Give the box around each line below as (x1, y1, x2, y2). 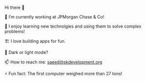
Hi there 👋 (4, 5, 25, 10)
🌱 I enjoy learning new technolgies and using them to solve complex (4, 23, 142, 29)
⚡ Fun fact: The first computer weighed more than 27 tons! (4, 71, 123, 76)
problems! (4, 29, 25, 34)
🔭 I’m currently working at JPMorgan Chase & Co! (4, 14, 104, 19)
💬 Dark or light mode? (4, 49, 48, 55)
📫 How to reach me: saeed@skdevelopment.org (4, 59, 103, 65)
